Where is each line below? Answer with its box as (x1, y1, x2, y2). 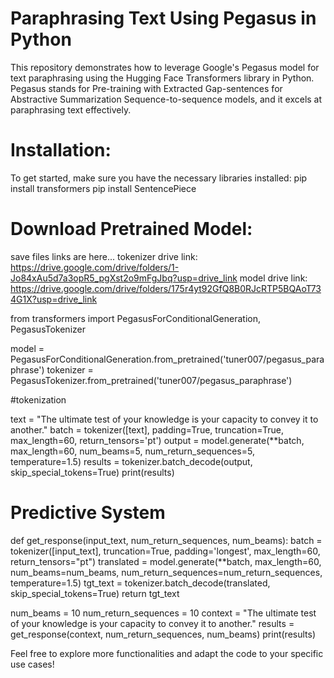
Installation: (10, 139, 112, 162)
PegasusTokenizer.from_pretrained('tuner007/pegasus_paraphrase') (10, 374, 293, 386)
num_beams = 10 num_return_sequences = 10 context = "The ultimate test (10, 607, 317, 619)
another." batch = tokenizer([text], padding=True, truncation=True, (10, 423, 284, 436)
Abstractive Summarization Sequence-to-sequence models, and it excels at (10, 93, 323, 105)
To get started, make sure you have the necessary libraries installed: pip (10, 172, 308, 184)
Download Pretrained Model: (10, 218, 253, 241)
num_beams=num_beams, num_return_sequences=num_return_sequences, (10, 566, 323, 578)
